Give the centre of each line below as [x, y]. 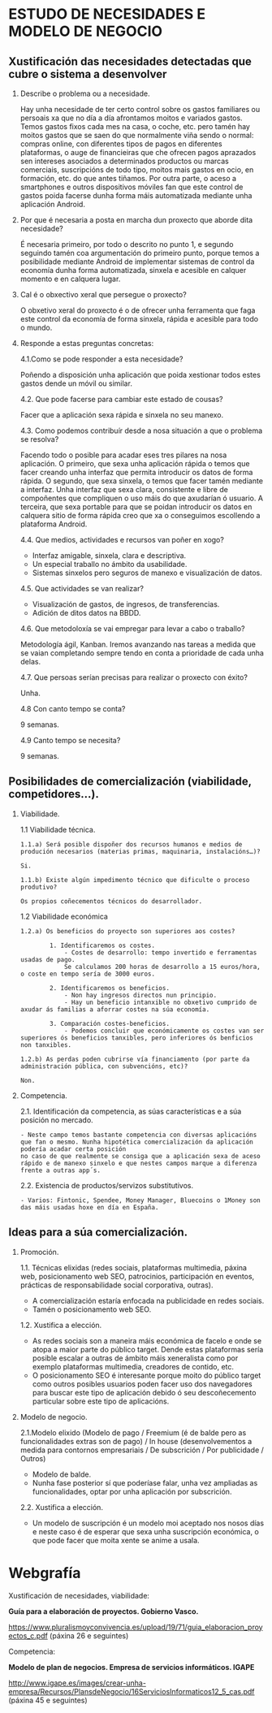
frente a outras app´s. [60, 1170]
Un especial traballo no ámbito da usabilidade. [110, 564]
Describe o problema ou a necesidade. [85, 93]
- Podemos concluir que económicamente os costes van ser [164, 1031]
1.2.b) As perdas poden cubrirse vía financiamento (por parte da [135, 1059]
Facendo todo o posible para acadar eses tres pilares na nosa [123, 455]
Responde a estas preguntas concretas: [87, 343]
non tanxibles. [46, 1045]
